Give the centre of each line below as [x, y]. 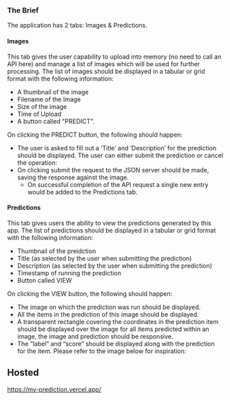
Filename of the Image [49, 99]
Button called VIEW [44, 280]
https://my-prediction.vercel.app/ [54, 389]
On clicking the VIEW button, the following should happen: [90, 293]
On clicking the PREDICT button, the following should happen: [95, 134]
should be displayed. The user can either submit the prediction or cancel [120, 155]
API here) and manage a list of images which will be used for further [104, 63]
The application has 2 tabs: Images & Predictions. [77, 26]
